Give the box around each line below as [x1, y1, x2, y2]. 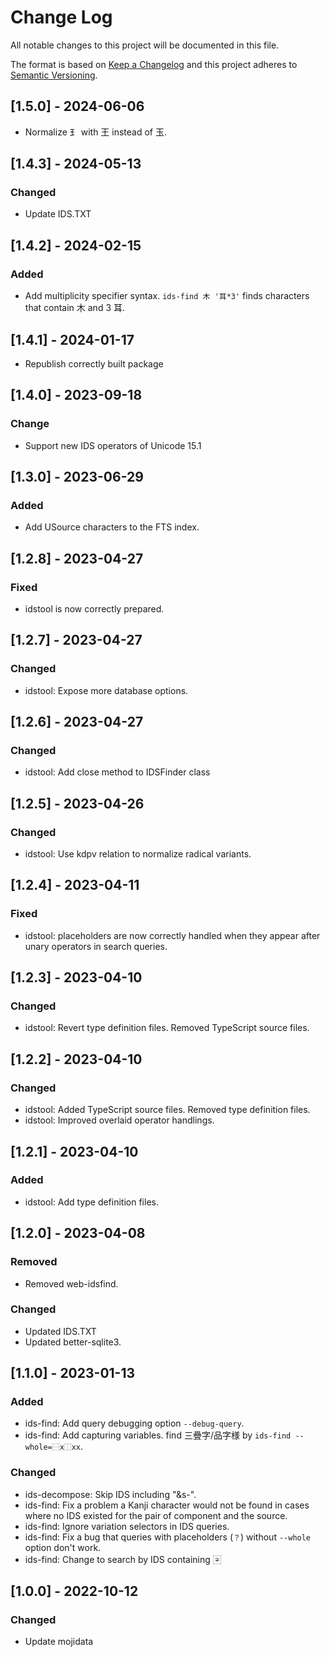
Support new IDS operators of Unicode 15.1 [24, 439, 202, 451]
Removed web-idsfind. [24, 1277, 119, 1290]
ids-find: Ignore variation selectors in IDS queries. [24, 1520, 230, 1532]
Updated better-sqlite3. [24, 1336, 122, 1348]
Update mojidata [24, 1636, 94, 1648]
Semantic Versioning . [10, 69, 98, 81]
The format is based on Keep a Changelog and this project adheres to [10, 58, 298, 70]
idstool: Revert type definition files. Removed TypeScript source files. [24, 1022, 310, 1034]
